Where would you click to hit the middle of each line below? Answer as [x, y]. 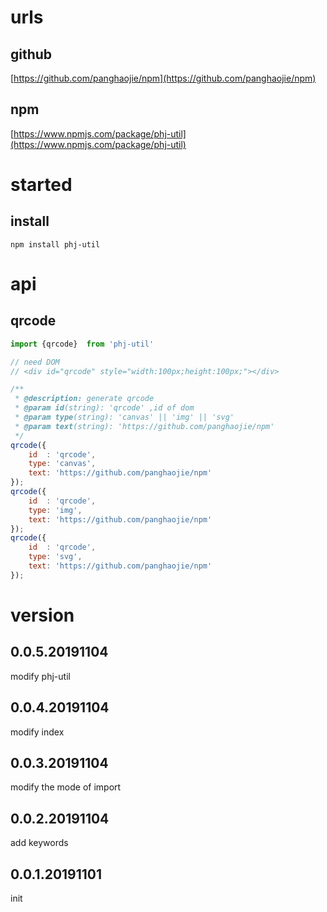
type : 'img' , [55, 510]
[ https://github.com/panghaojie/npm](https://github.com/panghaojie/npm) [163, 78]
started [41, 185]
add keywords [39, 843]
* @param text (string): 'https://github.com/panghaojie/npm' [144, 426]
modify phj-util [40, 676]
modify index [37, 732]
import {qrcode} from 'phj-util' [82, 344]
